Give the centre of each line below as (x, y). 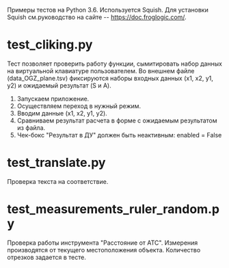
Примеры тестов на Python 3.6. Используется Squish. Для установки (108, 10)
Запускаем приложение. (53, 98)
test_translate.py (56, 163)
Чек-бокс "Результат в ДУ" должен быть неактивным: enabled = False (119, 135)
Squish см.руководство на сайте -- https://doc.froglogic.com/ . (97, 17)
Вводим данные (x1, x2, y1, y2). (62, 113)
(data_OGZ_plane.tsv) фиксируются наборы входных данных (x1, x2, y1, (110, 78)
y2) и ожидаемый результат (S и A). (59, 85)
